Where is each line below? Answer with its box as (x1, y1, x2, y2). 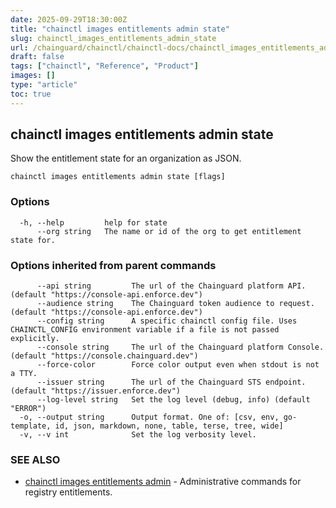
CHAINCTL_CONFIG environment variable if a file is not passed (10, 325, 280, 335)
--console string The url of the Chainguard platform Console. (36, 342, 325, 353)
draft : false (10, 52, 65, 62)
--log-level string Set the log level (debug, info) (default (36, 395, 311, 405)
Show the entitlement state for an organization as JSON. (10, 152, 242, 165)
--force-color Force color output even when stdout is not (36, 360, 320, 370)
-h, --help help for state (19, 217, 168, 228)
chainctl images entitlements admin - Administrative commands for (24, 476, 302, 488)
